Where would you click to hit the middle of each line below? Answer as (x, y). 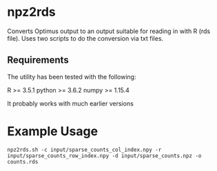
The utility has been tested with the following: (72, 77)
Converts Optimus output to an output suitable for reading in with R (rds (109, 31)
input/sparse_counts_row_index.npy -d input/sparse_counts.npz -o (104, 156)
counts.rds (23, 162)
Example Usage (53, 131)
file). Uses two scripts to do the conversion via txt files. (85, 38)
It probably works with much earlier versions (71, 103)
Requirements (38, 60)
